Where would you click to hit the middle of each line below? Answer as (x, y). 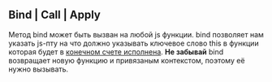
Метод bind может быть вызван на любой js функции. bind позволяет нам (136, 34)
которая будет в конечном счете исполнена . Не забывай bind (116, 52)
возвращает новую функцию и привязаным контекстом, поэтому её (127, 60)
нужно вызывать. (39, 69)
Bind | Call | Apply (55, 15)
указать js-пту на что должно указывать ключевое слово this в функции (134, 43)
